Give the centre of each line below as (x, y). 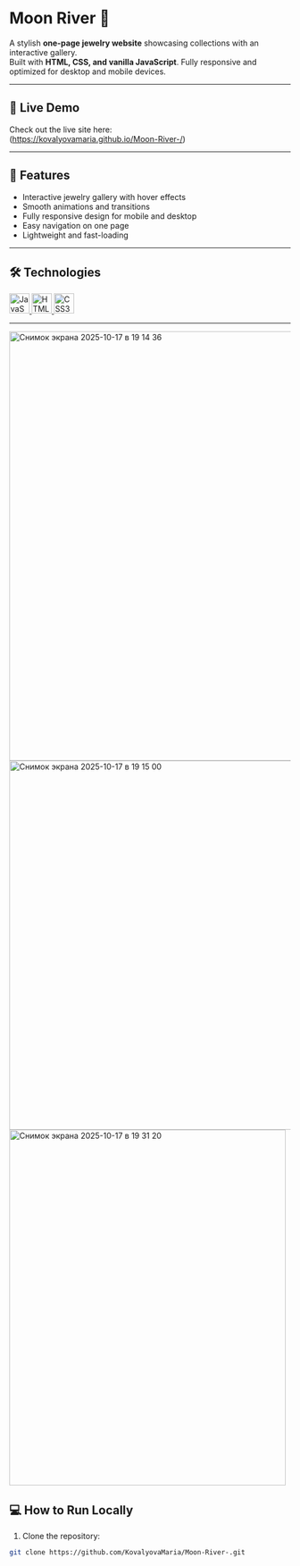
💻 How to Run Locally (71, 1510)
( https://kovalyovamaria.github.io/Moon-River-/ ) (97, 138)
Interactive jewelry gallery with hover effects (104, 197)
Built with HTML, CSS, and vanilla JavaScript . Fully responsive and (133, 62)
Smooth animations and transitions (86, 206)
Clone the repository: (61, 1537)
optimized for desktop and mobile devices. (88, 71)
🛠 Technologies (55, 272)
